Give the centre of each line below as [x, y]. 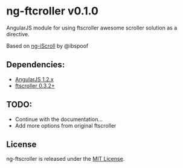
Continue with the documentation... [59, 119]
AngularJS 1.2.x [34, 79]
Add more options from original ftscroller [66, 125]
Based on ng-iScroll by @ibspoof [47, 46]
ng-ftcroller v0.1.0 [52, 11]
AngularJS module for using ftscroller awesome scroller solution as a [92, 28]
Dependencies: [36, 65]
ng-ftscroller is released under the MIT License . [66, 159]
